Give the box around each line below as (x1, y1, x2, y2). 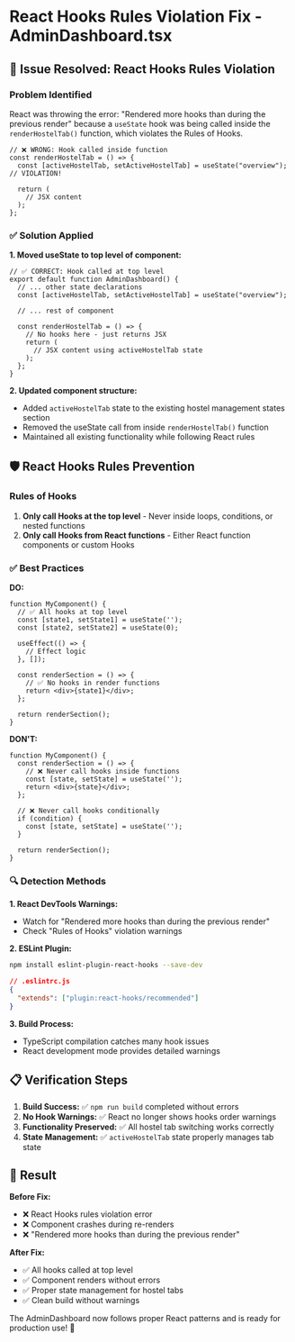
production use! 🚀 (9, 1322, 76, 1334)
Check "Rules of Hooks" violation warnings (22, 926, 183, 937)
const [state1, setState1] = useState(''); (17, 615, 183, 625)
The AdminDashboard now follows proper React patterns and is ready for (9, 1313, 282, 1324)
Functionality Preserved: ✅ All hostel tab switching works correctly (22, 1121, 274, 1132)
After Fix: (9, 1247, 45, 1258)
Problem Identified (9, 88, 93, 101)
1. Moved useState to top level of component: (9, 249, 182, 260)
